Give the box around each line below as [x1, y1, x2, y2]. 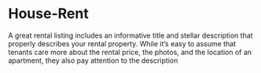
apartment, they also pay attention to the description [8, 56, 178, 65]
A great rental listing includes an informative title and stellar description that [8, 31, 253, 40]
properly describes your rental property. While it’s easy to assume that [8, 38, 237, 48]
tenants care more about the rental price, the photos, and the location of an [8, 47, 252, 57]
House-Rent [8, 5, 89, 23]
